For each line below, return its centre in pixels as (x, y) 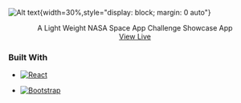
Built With (28, 57)
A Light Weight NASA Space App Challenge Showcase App (135, 28)
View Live (135, 37)
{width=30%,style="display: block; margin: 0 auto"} (125, 12)
